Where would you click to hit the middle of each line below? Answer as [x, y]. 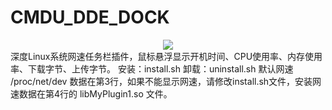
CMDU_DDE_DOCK [90, 17]
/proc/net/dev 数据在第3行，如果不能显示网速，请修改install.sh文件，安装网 [166, 81]
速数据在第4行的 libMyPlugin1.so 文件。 [91, 93]
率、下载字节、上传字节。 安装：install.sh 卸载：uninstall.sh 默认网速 [152, 68]
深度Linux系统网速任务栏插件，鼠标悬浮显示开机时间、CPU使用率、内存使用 [166, 56]
